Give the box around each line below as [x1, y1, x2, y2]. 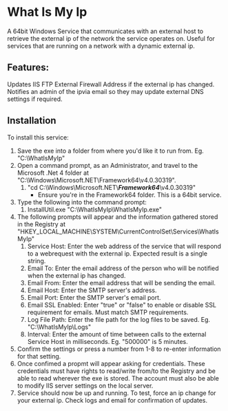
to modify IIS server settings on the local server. [17, 381, 154, 390]
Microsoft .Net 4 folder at [17, 169, 90, 177]
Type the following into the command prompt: [17, 198, 147, 206]
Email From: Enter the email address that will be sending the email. [27, 278, 216, 287]
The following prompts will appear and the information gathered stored [17, 212, 218, 221]
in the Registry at [17, 220, 66, 228]
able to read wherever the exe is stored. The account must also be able [17, 374, 219, 382]
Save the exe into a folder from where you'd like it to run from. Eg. [17, 146, 205, 155]
